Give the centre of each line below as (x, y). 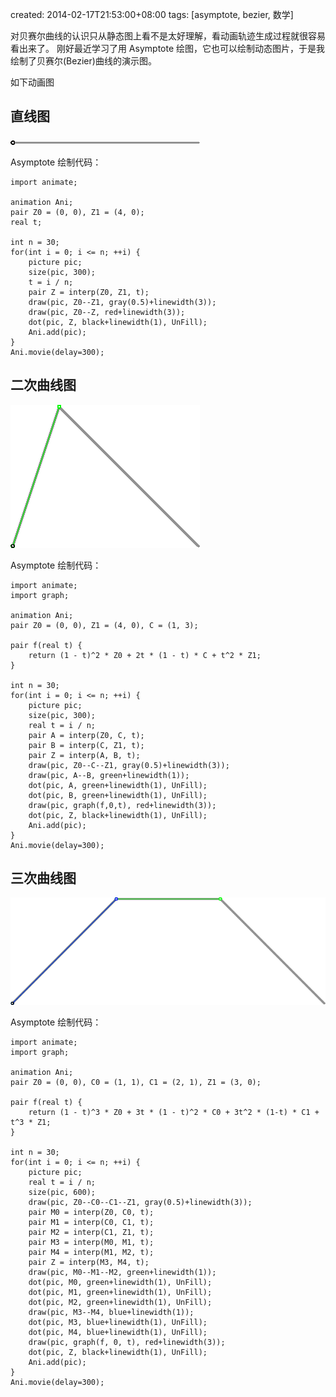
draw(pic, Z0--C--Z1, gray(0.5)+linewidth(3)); (129, 765)
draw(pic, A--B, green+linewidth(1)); (109, 775)
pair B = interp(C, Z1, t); (86, 745)
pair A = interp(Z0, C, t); (86, 735)
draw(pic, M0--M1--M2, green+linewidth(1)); (122, 1272)
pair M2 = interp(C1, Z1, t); (91, 1232)
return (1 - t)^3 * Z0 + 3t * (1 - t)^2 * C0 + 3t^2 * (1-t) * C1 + (174, 1112)
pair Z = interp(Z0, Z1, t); (89, 292)
